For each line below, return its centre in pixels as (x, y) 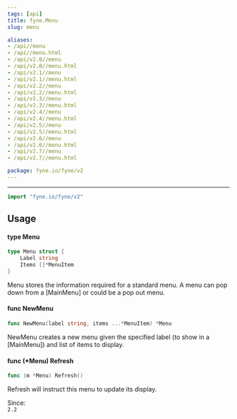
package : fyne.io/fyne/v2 (45, 171)
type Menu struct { (36, 252)
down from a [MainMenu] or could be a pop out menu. (86, 292)
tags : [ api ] (25, 14)
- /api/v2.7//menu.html (42, 158)
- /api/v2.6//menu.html (42, 145)
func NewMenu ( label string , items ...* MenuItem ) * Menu (90, 324)
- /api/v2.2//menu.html (42, 93)
